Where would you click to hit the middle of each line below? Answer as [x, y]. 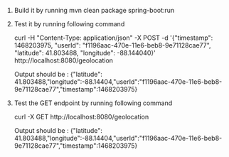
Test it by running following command [69, 24]
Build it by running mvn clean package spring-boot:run [94, 10]
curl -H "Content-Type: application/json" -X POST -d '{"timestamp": [113, 38]
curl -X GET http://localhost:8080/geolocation [81, 117]
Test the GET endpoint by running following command [93, 103]
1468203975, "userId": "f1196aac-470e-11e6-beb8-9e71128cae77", [112, 45]
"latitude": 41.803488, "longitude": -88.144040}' [85, 53]
